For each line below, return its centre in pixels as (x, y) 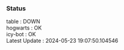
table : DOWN (23, 22)
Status (16, 8)
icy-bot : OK (21, 34)
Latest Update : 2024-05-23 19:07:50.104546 (62, 41)
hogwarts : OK (24, 28)
